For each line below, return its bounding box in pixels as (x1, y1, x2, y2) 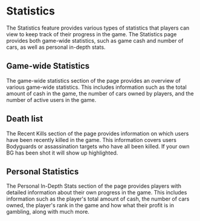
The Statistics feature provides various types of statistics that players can (6, 24, 190, 31)
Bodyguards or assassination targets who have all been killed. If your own (6, 143, 190, 150)
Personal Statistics (6, 166, 79, 176)
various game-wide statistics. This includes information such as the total (6, 83, 187, 91)
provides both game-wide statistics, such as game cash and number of (6, 37, 184, 44)
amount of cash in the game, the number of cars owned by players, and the (6, 89, 195, 97)
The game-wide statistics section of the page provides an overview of (6, 77, 181, 84)
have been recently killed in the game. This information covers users (6, 136, 177, 143)
